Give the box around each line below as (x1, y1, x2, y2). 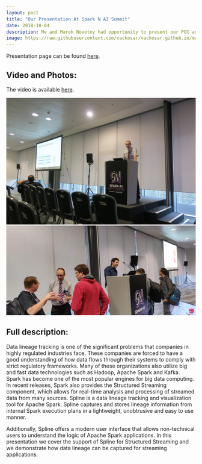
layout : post (6, 10, 39, 16)
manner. (6, 413, 27, 421)
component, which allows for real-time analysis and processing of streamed (6, 387, 195, 395)
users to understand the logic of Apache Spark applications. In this (6, 431, 172, 439)
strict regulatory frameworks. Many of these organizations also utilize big (6, 362, 188, 369)
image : (6, 35, 23, 42)
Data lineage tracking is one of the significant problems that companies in (6, 343, 189, 350)
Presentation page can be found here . (6, 52, 100, 60)
